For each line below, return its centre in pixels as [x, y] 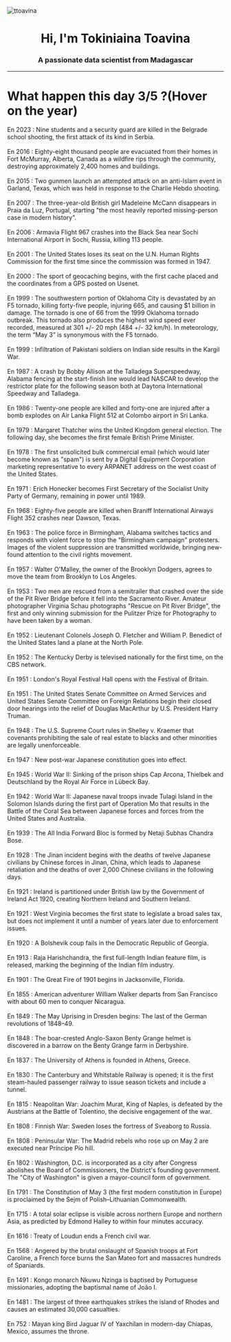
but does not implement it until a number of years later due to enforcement [113, 921]
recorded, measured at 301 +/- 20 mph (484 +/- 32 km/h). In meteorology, [113, 328]
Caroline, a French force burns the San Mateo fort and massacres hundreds [114, 1258]
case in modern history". [42, 218]
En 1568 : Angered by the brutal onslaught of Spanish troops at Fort [102, 1251]
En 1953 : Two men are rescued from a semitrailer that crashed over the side [115, 591]
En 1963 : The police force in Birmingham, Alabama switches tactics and [109, 533]
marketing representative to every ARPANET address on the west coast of [112, 467]
